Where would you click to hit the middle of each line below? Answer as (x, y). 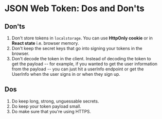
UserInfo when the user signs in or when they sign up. (66, 74)
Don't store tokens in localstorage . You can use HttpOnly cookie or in (82, 38)
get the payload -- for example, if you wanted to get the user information (84, 64)
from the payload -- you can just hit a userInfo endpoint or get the (78, 69)
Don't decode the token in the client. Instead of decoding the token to (81, 59)
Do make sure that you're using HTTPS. (51, 111)
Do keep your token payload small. (46, 106)
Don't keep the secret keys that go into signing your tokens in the (77, 48)
